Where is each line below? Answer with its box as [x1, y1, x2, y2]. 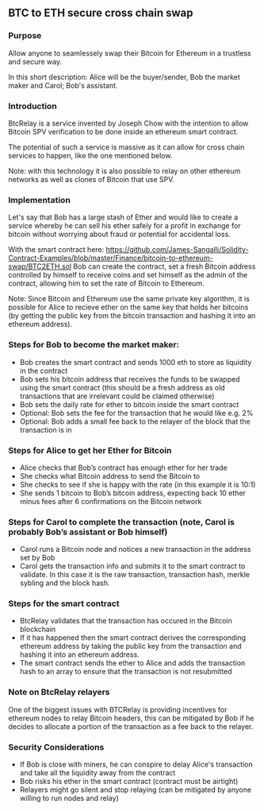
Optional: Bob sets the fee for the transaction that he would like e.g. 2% [19, 408, 254, 417]
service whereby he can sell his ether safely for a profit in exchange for [8, 221, 241, 231]
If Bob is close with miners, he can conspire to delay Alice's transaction [19, 759, 253, 770]
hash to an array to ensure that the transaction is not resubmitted [19, 667, 232, 677]
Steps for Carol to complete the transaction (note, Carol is [8, 516, 235, 527]
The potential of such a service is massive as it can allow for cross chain [8, 142, 245, 152]
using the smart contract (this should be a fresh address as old [19, 382, 225, 392]
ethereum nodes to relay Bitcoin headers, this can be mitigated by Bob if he [8, 713, 254, 723]
